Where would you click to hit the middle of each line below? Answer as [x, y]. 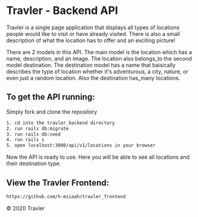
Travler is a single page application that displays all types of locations [93, 27]
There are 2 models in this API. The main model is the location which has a [99, 52]
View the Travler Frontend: [58, 183]
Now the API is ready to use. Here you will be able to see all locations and [98, 157]
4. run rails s [25, 140]
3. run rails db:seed [34, 134]
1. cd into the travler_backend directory [61, 123]
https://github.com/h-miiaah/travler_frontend [66, 196]
